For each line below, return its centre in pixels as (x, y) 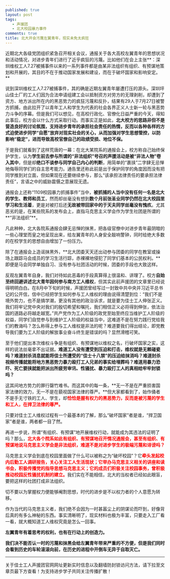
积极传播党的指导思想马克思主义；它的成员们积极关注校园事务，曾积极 (92, 468)
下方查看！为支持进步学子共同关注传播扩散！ (65, 571)
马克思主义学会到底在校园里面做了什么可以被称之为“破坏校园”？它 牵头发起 (83, 455)
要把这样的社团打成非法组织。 (36, 481)
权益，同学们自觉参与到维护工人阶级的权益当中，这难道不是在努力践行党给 (83, 319)
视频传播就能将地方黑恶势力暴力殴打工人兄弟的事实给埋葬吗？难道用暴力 (80, 362)
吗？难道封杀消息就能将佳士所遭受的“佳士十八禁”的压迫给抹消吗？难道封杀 (83, 356)
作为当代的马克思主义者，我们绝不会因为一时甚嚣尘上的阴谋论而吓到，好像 (83, 509)
